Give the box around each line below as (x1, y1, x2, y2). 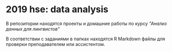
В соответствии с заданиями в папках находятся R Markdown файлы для (6, 36, 165, 42)
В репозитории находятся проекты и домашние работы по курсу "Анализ (6, 20, 167, 27)
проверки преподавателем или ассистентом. (6, 41, 105, 47)
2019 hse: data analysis (6, 4, 109, 15)
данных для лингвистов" (6, 25, 60, 32)
